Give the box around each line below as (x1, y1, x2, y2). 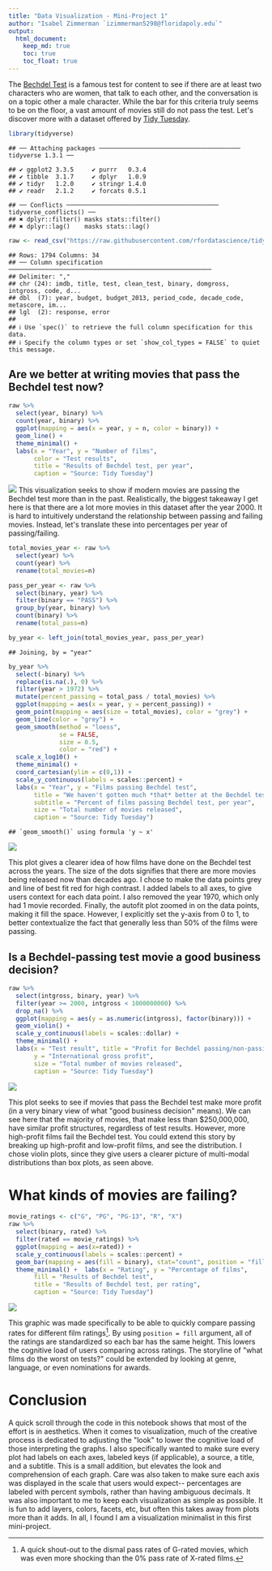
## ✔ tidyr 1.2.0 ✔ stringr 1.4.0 (8, 179, 147, 187)
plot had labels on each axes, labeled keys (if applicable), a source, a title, (8, 1452, 255, 1461)
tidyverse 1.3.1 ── (8, 151, 74, 159)
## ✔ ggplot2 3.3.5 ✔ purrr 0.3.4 (8, 166, 147, 174)
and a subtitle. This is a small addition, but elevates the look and (8, 1461, 222, 1470)
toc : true (23, 49, 57, 58)
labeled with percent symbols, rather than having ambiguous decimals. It (8, 1487, 251, 1496)
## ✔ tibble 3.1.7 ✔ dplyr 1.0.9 (8, 172, 147, 181)
